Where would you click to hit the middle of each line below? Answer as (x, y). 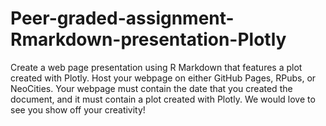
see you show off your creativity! (78, 109)
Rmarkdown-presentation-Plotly (148, 39)
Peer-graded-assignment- (122, 18)
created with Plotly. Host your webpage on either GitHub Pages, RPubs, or (163, 78)
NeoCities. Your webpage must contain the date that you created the (151, 88)
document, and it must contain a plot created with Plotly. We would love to (163, 99)
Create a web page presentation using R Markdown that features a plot (156, 67)
